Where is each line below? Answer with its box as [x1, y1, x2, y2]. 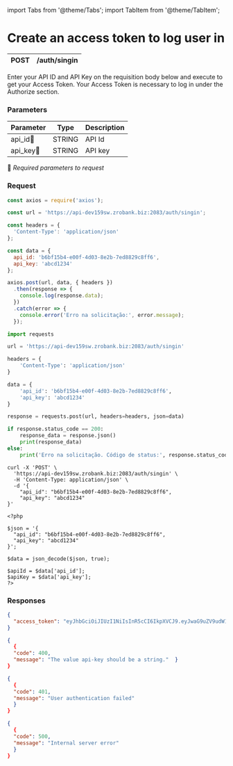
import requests [7, 330, 54, 338]
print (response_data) [19, 439, 82, 446]
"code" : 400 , [13, 650, 51, 657]
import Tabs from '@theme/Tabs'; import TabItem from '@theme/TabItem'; [7, 6, 221, 14]
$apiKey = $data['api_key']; [7, 573, 92, 580]
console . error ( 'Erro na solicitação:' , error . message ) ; [19, 311, 185, 318]
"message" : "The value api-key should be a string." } [13, 656, 178, 663]
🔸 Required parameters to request [7, 163, 104, 172]
